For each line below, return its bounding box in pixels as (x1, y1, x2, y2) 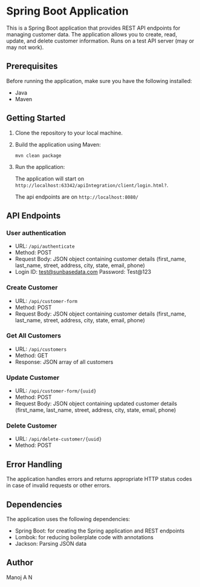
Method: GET (15, 351, 48, 359)
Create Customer (6, 284, 58, 292)
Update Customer (6, 373, 60, 382)
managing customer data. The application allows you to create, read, (6, 30, 177, 38)
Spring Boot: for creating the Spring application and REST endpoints (15, 527, 185, 534)
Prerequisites (6, 61, 58, 71)
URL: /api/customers (15, 345, 67, 353)
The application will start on (15, 174, 85, 182)
